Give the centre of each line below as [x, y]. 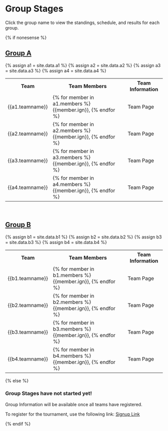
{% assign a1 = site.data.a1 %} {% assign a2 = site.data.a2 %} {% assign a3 [83, 65]
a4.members [67, 184]
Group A [18, 53]
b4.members [68, 355]
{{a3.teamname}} [28, 160]
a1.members [67, 103]
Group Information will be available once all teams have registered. [74, 404]
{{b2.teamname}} [28, 305]
